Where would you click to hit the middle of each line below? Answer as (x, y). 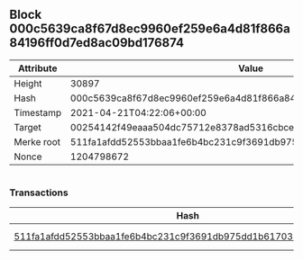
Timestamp (38, 112)
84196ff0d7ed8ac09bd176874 (97, 43)
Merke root (37, 141)
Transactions (39, 193)
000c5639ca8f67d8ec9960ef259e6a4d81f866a (150, 29)
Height (28, 83)
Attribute (37, 68)
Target (28, 127)
